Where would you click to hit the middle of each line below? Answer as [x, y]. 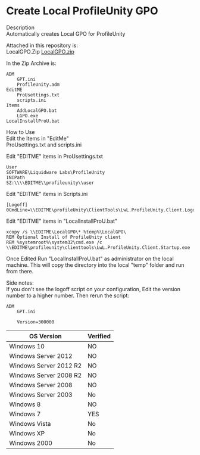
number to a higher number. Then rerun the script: [68, 295]
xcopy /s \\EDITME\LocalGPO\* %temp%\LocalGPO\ [66, 232]
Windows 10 [27, 346]
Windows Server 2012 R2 [46, 366]
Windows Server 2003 [41, 394]
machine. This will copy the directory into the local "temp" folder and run [95, 265]
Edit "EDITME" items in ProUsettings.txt [54, 156]
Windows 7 [25, 414]
